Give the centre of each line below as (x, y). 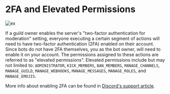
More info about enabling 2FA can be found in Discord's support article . (80, 86)
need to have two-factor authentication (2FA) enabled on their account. (80, 43)
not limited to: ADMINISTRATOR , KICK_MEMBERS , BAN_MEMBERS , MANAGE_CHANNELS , (82, 65)
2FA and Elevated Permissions (71, 9)
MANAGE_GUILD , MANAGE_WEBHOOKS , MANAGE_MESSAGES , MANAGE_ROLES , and (76, 70)
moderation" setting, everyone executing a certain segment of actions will (82, 38)
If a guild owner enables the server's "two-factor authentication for (75, 33)
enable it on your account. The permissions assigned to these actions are (82, 55)
